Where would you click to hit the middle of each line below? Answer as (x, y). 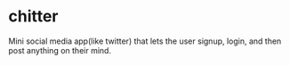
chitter (33, 16)
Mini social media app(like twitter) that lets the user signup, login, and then (145, 41)
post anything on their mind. (60, 50)
